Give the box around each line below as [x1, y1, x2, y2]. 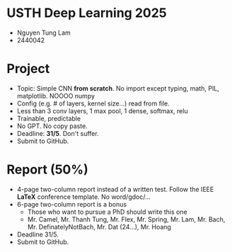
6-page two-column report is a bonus [16, 200, 127, 208]
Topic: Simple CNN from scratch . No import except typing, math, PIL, [16, 84, 220, 93]
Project [6, 61, 50, 77]
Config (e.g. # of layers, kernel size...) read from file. [16, 99, 170, 108]
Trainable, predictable [16, 114, 81, 122]
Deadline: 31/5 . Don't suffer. [16, 129, 100, 137]
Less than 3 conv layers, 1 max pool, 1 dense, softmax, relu [16, 106, 188, 115]
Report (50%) [6, 161, 89, 178]
